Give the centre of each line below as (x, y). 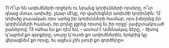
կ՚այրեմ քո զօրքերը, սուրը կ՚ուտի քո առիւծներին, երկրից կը (76, 35)
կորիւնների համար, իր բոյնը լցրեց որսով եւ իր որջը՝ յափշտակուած (85, 24)
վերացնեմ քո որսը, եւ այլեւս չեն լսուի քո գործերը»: (65, 40)
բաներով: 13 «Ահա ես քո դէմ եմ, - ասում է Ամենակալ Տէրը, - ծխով (82, 29)
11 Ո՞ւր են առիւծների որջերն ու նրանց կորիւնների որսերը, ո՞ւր (79, 8)
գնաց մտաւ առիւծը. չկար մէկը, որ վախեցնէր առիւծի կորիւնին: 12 (83, 13)
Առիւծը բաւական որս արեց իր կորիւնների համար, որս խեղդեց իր (83, 18)
